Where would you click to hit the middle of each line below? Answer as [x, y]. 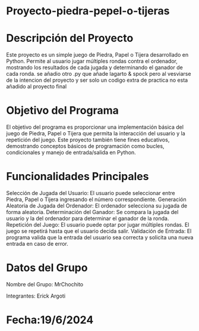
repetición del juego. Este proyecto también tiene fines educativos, [88, 140]
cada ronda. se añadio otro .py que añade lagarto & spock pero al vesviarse [99, 74]
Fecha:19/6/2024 [50, 320]
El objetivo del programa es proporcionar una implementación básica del [95, 127]
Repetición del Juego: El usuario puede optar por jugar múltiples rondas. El [98, 225]
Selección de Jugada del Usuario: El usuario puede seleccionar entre [91, 193]
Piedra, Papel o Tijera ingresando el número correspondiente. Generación [97, 199]
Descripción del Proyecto [70, 38]
